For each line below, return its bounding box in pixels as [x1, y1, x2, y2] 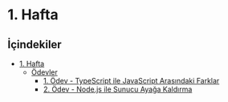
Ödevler [31, 67, 58, 77]
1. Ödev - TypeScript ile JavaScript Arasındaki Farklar [43, 76, 220, 85]
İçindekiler [7, 38, 62, 51]
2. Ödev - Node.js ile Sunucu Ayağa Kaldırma [43, 84, 193, 94]
